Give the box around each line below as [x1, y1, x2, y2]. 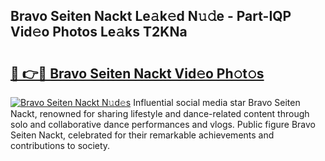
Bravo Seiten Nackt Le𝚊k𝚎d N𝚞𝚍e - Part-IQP [10, 8, 292, 25]
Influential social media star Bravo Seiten [133, 97, 301, 108]
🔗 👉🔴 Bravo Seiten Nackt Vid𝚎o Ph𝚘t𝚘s [10, 65, 265, 82]
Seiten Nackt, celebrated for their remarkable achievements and [10, 129, 275, 141]
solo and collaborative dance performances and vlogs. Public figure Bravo [10, 119, 316, 130]
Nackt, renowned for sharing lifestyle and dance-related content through [10, 108, 310, 119]
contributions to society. [10, 140, 111, 151]
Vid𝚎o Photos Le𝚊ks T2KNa [10, 24, 188, 41]
